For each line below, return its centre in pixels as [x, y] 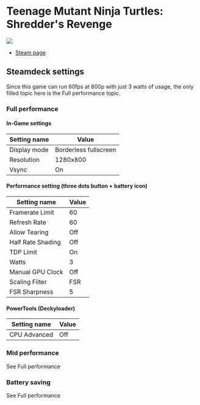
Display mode [29, 150]
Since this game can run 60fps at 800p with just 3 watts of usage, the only [100, 86]
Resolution [24, 159]
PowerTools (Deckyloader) [41, 308]
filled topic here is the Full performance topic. [63, 93]
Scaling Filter [28, 282]
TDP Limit [23, 252]
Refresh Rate [28, 222]
